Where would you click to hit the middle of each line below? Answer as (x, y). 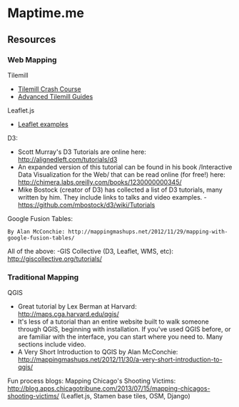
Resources (32, 40)
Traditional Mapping (43, 277)
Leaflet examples (43, 124)
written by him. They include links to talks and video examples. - (112, 197)
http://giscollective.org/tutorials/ (55, 259)
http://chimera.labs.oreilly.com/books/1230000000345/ (100, 182)
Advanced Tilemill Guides (55, 96)
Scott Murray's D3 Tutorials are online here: (82, 152)
